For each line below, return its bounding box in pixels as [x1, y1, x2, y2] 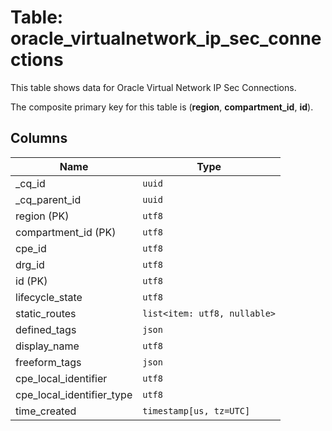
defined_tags [15, 322, 77, 336]
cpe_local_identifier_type [15, 387, 133, 401]
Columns [10, 130, 68, 147]
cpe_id [15, 241, 47, 255]
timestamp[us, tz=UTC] [142, 405, 251, 416]
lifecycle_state [15, 290, 83, 304]
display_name [15, 339, 80, 353]
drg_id [15, 257, 45, 271]
